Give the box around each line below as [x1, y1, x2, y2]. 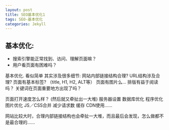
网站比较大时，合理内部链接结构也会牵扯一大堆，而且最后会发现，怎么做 [5, 113, 155, 119]
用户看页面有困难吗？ [12, 62, 57, 68]
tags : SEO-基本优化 [5, 17, 43, 22]
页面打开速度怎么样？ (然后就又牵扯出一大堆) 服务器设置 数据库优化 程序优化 [5, 96, 163, 102]
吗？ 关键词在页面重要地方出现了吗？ [5, 85, 81, 91]
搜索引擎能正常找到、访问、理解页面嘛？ [12, 56, 97, 62]
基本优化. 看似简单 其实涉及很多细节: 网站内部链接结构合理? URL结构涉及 [5, 73, 156, 79]
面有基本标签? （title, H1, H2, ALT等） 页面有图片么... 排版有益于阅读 [17, 79, 158, 85]
